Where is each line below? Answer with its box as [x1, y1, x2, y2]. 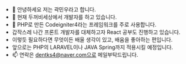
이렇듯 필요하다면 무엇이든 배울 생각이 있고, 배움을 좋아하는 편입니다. [11, 36, 173, 43]
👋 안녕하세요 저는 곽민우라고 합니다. [11, 6, 96, 13]
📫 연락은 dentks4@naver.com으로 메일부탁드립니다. [11, 51, 138, 58]
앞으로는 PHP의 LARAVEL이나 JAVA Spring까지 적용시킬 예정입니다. [11, 43, 173, 51]
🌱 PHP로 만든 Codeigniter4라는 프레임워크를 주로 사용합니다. [11, 21, 157, 28]
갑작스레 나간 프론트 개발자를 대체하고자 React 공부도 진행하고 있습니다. [11, 28, 181, 36]
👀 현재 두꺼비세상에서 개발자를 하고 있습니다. [11, 13, 117, 21]
